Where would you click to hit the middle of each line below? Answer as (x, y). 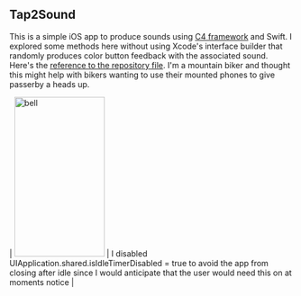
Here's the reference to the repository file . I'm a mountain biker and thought (150, 65)
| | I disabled (78, 253)
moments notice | (42, 282)
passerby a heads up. (50, 84)
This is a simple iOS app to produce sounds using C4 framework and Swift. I (151, 36)
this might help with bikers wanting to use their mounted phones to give (142, 75)
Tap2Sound (43, 15)
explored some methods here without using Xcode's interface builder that (146, 46)
